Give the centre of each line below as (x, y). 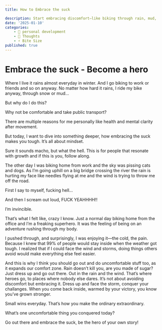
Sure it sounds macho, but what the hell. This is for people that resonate (77, 151)
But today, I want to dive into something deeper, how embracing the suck (78, 136)
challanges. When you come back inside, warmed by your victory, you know (81, 289)
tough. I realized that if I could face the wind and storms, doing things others (81, 248)
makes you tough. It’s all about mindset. (44, 141)
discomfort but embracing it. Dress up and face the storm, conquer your (77, 284)
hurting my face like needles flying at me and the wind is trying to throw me (80, 175)
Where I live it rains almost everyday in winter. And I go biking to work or (77, 83)
